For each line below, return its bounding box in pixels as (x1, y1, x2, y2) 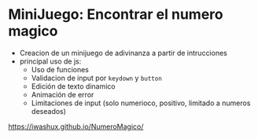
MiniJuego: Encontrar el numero (8, 5, 223, 24)
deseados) (31, 106, 67, 115)
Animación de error (31, 90, 94, 99)
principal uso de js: (19, 57, 82, 66)
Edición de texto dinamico (31, 81, 116, 91)
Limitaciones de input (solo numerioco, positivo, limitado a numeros (31, 98, 251, 108)
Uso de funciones (31, 64, 89, 74)
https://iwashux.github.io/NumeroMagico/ (8, 122, 144, 131)
